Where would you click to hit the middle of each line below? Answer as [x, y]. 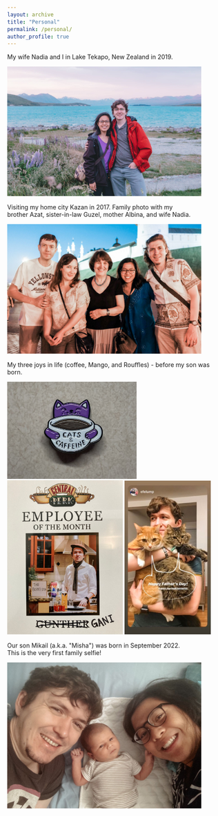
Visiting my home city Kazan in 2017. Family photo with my [90, 207]
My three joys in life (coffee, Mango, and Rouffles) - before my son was [109, 364]
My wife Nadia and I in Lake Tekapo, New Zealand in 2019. [90, 57]
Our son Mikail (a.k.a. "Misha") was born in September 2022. [94, 645]
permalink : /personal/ [40, 29]
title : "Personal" [33, 22]
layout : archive [30, 15]
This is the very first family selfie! [54, 652]
